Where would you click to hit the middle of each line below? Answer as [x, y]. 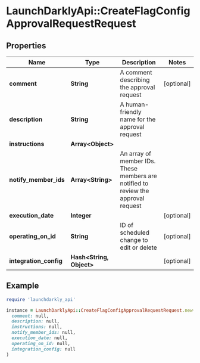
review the [135, 191]
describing [135, 80]
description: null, [36, 321]
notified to [134, 183]
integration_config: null [44, 349]
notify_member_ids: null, [44, 333]
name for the [138, 119]
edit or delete [138, 247]
